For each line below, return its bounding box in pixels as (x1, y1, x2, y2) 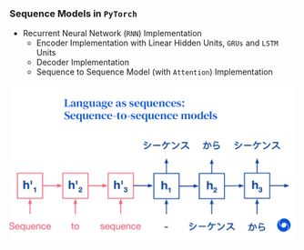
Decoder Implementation (35, 57, 130, 68)
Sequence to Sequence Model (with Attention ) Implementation (35, 66, 273, 77)
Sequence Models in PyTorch (9, 7, 138, 20)
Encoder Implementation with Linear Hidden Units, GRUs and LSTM (35, 37, 279, 48)
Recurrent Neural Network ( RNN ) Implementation (22, 28, 202, 39)
